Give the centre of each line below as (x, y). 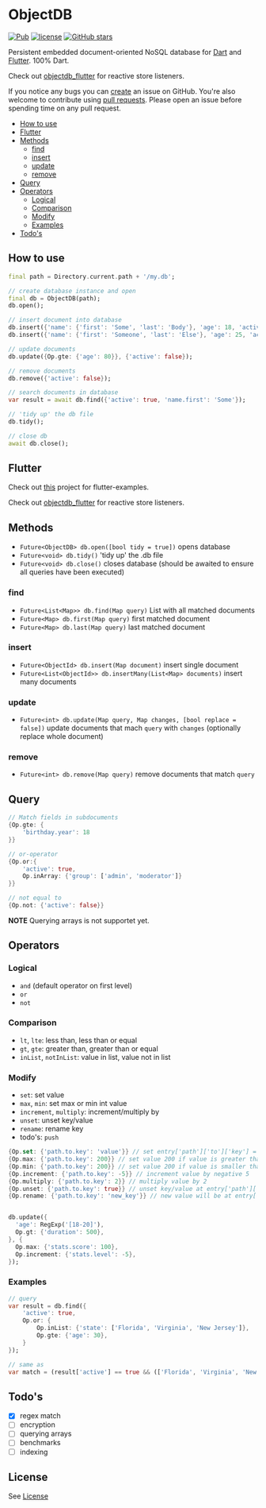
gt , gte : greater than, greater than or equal (89, 1048)
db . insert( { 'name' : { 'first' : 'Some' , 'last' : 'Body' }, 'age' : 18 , (122, 327)
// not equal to (35, 898)
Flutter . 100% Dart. (39, 60)
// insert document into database (65, 320)
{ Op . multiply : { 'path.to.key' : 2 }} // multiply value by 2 (108, 1181)
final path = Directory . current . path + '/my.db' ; (92, 276)
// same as (26, 1364)
